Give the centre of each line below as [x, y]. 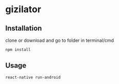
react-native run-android [33, 77]
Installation [24, 28]
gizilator [23, 9]
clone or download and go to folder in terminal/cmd [60, 40]
